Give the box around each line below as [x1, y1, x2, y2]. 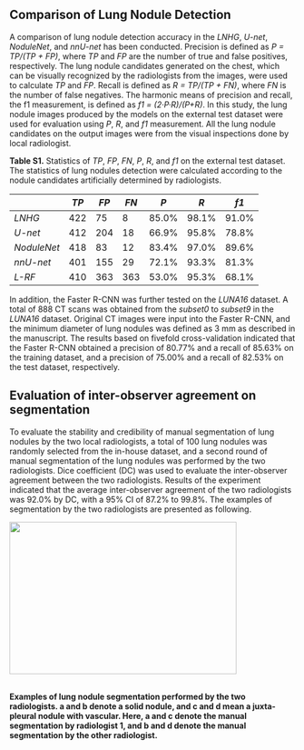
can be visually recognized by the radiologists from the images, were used [9, 70, 289, 81]
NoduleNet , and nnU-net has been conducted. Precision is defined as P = [9, 41, 284, 52]
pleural [9, 710, 37, 721]
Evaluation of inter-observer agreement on [9, 388, 257, 404]
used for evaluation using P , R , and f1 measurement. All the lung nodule [9, 118, 277, 129]
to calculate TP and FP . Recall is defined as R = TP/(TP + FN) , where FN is [9, 79, 287, 90]
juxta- [252, 700, 277, 712]
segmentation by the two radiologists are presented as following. [9, 504, 252, 515]
